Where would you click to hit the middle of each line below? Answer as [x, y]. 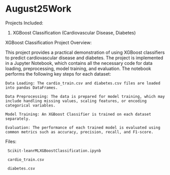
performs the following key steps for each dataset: [58, 74]
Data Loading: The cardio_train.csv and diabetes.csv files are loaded [83, 83]
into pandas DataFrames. [32, 87]
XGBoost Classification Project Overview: [49, 42]
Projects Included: [24, 23]
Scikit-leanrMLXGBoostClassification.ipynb [54, 151]
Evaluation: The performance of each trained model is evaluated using [83, 127]
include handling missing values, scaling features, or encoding [76, 101]
